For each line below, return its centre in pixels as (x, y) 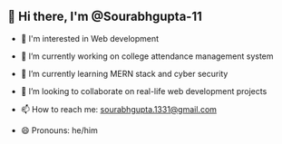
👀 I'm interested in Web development (90, 38)
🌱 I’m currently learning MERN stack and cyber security (124, 73)
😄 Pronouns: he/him (59, 130)
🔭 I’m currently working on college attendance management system (147, 56)
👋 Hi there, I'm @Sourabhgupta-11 (105, 17)
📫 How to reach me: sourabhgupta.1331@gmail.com (119, 109)
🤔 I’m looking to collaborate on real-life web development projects (144, 91)
